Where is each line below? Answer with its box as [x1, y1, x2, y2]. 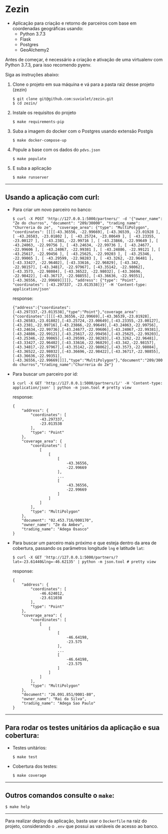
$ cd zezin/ [12, 100, 37, 106]
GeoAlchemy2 [19, 47, 49, 53]
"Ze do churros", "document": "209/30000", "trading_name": [12, 220, 140, 225]
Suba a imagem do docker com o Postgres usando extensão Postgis [12, 128, 153, 134]
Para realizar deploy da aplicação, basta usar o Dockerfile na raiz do [5, 818, 147, 824]
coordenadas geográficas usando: [12, 25, 83, 31]
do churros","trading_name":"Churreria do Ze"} [12, 362, 113, 367]
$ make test [12, 754, 37, 759]
